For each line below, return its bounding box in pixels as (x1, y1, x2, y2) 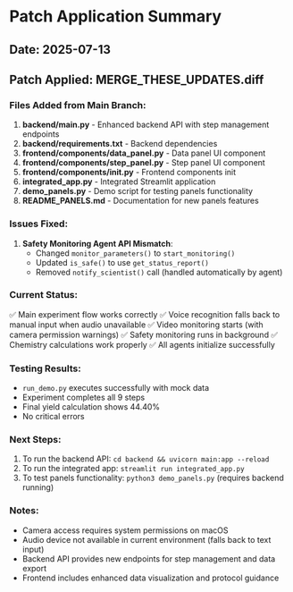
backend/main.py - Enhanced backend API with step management (21, 119, 270, 131)
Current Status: (9, 289, 79, 301)
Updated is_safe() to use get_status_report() (35, 257, 210, 267)
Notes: (9, 504, 39, 517)
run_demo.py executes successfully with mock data (21, 383, 210, 393)
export (21, 562, 47, 573)
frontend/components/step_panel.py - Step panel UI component (21, 157, 265, 168)
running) (21, 482, 54, 493)
